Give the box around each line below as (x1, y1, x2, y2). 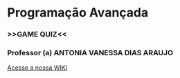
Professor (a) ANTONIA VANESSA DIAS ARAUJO (7, 48, 173, 58)
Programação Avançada (7, 5, 149, 21)
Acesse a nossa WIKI (7, 64, 68, 72)
